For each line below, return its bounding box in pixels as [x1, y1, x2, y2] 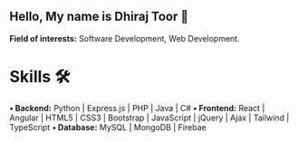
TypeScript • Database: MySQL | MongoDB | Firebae [9, 121, 207, 132]
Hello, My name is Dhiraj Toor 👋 [9, 9, 189, 24]
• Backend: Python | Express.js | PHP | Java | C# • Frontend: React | [9, 102, 265, 113]
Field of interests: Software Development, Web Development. [9, 33, 240, 43]
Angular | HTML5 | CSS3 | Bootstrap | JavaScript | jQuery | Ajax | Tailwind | [9, 112, 290, 123]
